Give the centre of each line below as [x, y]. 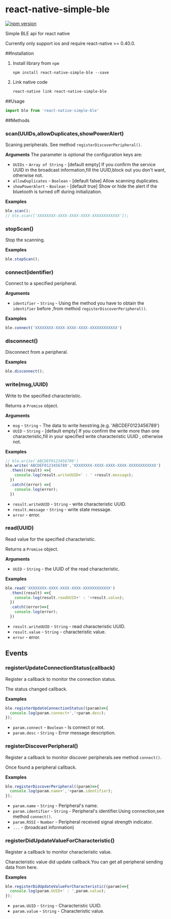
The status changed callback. [36, 689]
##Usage [15, 101]
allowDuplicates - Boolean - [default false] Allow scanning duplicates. [86, 180]
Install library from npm [36, 63]
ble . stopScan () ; [22, 259]
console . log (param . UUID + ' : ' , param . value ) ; [58, 891]
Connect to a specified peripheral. [41, 283]
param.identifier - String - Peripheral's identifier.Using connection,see [88, 811]
